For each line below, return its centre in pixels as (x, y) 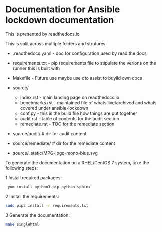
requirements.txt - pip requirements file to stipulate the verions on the (84, 63)
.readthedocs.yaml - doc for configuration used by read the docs (79, 53)
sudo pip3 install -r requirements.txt (47, 206)
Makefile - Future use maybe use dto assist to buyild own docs (77, 78)
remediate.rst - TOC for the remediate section (67, 124)
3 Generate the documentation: (38, 215)
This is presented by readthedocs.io (42, 34)
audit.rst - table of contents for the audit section (69, 118)
